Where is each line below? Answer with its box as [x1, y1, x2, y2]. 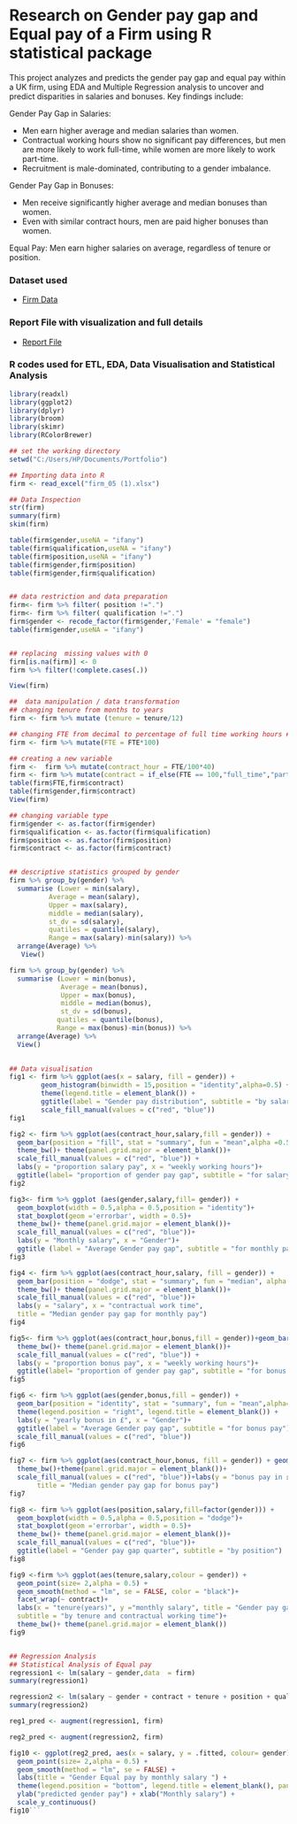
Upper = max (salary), [48, 900, 128, 910]
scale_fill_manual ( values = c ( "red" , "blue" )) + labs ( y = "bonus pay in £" [17, 1473, 294, 1482]
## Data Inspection [9, 495, 81, 504]
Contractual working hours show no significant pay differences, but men [21, 135, 286, 145]
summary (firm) [9, 512, 62, 520]
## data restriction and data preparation [9, 592, 168, 602]
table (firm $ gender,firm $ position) [9, 560, 137, 569]
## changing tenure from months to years [9, 705, 164, 715]
